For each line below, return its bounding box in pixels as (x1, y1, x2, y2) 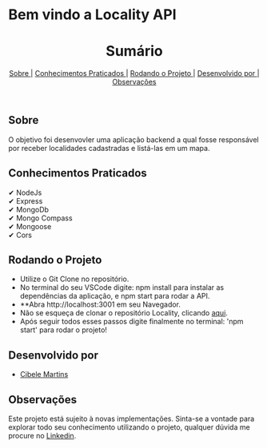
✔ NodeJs (8, 188, 42, 197)
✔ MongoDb (8, 204, 50, 214)
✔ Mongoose (8, 221, 52, 231)
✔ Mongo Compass (8, 213, 74, 223)
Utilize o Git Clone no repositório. (19, 274, 130, 284)
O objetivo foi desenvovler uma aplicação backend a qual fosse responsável (8, 134, 259, 145)
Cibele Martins (19, 370, 69, 379)
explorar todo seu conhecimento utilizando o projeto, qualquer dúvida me (8, 422, 250, 432)
